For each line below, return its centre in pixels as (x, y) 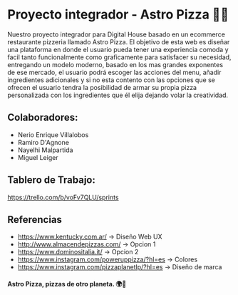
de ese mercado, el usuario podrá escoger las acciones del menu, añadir (114, 72)
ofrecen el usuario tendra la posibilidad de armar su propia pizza (102, 87)
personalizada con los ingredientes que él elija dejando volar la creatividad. (118, 95)
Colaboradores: (43, 117)
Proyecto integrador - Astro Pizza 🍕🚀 (118, 15)
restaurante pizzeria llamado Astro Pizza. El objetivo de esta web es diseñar (119, 41)
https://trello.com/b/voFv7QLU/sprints (63, 197)
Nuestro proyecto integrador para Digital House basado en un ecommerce (117, 34)
